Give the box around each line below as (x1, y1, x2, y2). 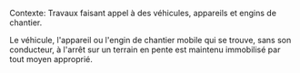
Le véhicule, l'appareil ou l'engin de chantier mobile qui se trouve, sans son (9, 35, 292, 45)
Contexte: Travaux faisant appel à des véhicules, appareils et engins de (9, 8, 277, 18)
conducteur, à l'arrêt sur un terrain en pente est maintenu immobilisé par (9, 44, 281, 55)
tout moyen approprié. (9, 54, 93, 64)
